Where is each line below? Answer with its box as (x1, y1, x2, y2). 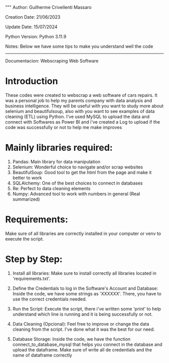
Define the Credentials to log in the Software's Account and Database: (12, 285, 158, 291)
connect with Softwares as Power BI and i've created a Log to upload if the (5, 118, 160, 125)
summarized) (12, 196, 40, 202)
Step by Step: (5, 254, 63, 265)
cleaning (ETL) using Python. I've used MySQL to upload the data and (5, 113, 150, 119)
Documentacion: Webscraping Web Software (5, 58, 99, 64)
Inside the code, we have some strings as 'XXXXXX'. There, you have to (12, 290, 162, 296)
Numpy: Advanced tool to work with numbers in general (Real (12, 191, 140, 197)
